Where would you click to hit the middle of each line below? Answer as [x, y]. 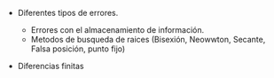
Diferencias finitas [51, 66]
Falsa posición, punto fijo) [78, 49]
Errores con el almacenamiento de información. [117, 30]
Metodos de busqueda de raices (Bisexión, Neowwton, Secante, [148, 39]
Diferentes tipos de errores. [68, 13]
